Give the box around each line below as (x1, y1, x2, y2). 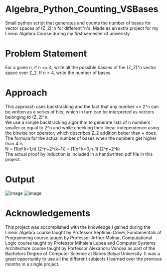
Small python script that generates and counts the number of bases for (5, 20, 151, 26)
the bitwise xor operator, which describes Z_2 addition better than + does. (5, 130, 158, 136)
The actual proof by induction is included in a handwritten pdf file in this (5, 151, 153, 157)
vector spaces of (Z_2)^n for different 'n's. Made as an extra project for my (5, 25, 159, 31)
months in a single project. (5, 261, 60, 267)
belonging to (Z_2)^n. (5, 114, 49, 120)
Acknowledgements (5, 207, 91, 219)
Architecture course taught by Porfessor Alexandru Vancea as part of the (5, 245, 156, 251)
